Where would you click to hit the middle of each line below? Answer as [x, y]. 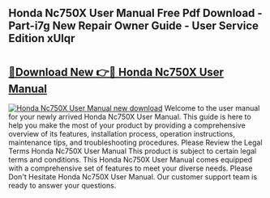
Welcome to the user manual [212, 108]
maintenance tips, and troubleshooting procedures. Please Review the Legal [135, 142]
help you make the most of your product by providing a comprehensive [127, 125]
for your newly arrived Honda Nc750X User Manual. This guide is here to [130, 117]
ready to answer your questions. [62, 185]
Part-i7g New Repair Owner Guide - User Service [134, 26]
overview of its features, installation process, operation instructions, [122, 134]
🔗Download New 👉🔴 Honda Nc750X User [116, 72]
